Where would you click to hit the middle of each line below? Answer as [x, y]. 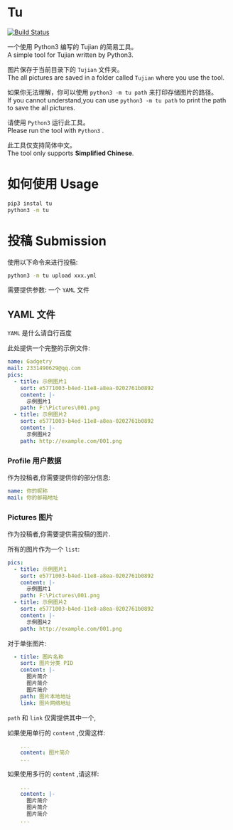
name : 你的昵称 [28, 491]
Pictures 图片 [30, 517]
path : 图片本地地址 [45, 696]
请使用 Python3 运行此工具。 [48, 122]
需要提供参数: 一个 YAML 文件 [49, 290]
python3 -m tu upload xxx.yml [52, 275]
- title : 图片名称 [39, 657]
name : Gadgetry [30, 362]
